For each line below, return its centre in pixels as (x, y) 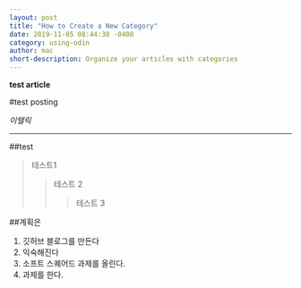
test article (30, 85)
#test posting (34, 102)
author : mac (31, 51)
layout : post (34, 17)
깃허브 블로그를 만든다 (61, 241)
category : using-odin (50, 42)
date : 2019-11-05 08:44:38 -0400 (72, 34)
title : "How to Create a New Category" (84, 26)
